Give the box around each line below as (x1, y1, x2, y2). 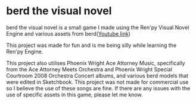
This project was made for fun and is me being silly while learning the (6, 42, 177, 49)
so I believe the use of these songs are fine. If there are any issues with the (6, 84, 191, 92)
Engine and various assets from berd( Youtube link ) (6, 30, 131, 37)
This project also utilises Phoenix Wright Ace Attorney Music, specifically (6, 59, 185, 67)
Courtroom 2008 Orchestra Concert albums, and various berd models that (6, 72, 189, 79)
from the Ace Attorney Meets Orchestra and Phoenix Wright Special (6, 65, 173, 73)
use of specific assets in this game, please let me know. (6, 91, 143, 98)
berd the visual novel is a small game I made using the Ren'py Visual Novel (6, 24, 189, 31)
